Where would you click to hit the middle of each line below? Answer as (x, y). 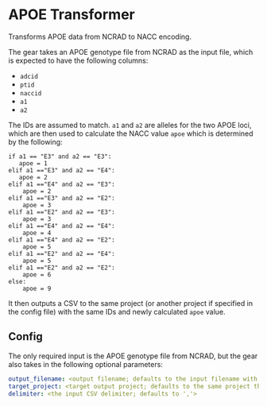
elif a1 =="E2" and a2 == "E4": (62, 253)
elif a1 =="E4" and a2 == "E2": (62, 240)
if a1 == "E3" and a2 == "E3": (60, 157)
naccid (31, 93)
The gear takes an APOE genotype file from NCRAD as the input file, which (131, 52)
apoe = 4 (37, 233)
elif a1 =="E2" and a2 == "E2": (62, 268)
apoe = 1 (33, 163)
